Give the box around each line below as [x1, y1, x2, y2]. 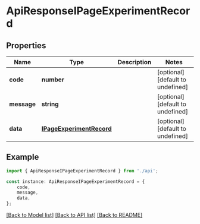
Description [117, 58, 152, 66]
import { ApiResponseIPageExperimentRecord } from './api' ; [6, 168, 159, 173]
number [41, 75, 64, 84]
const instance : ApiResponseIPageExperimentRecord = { [6, 178, 145, 185]
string [41, 100, 59, 108]
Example [6, 152, 39, 162]
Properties [6, 40, 46, 51]
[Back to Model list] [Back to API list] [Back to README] [6, 212, 143, 219]
